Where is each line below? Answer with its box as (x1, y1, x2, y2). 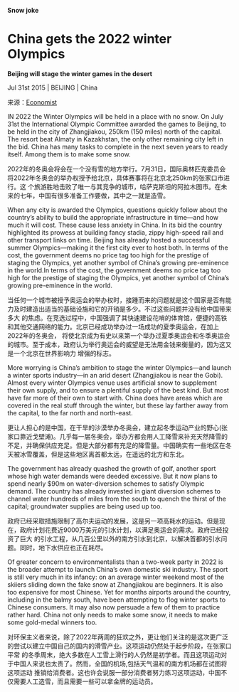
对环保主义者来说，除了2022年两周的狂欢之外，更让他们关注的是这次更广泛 (7, 632, 229, 641)
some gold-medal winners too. (7, 618, 97, 627)
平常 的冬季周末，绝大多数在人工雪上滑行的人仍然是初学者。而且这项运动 (7, 650, 221, 659)
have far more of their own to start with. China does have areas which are (7, 393, 223, 402)
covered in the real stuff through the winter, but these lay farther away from (7, 401, 229, 410)
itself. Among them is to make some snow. (7, 149, 131, 159)
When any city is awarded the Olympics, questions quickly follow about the (7, 206, 228, 214)
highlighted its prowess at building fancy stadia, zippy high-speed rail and (7, 228, 224, 237)
